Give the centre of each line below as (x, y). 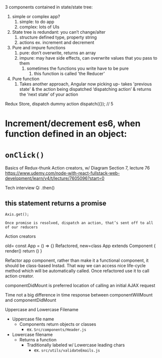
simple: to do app (37, 22)
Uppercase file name (33, 319)
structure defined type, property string (58, 37)
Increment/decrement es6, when (73, 124)
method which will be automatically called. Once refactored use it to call (77, 271)
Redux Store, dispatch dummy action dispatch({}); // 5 (59, 104)
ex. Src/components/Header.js (56, 329)
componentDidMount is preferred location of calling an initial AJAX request (80, 285)
